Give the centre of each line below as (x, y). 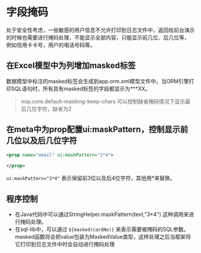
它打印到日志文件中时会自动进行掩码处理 (65, 244)
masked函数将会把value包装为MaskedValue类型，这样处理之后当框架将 (103, 237)
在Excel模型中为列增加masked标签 (71, 65)
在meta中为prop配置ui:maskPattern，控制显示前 (97, 129)
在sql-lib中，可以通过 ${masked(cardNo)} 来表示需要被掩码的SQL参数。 (102, 229)
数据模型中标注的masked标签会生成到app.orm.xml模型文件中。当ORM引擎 (98, 81)
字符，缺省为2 (54, 109)
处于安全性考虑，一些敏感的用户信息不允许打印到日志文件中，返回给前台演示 (100, 30)
